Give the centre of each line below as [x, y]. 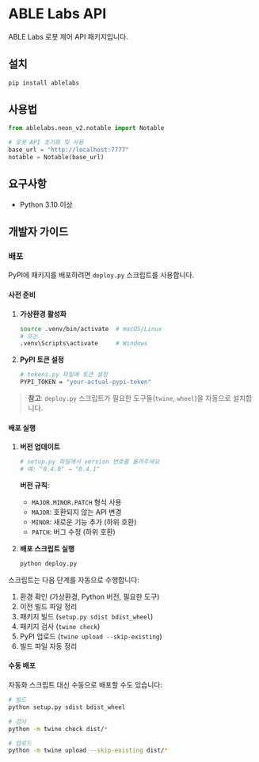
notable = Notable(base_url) [56, 158]
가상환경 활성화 [43, 314]
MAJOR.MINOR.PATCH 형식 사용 [76, 502]
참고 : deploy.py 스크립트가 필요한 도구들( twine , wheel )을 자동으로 [129, 398]
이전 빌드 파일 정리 [48, 606]
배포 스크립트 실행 [47, 548]
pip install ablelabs [44, 83]
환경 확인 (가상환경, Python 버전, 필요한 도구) [90, 596]
